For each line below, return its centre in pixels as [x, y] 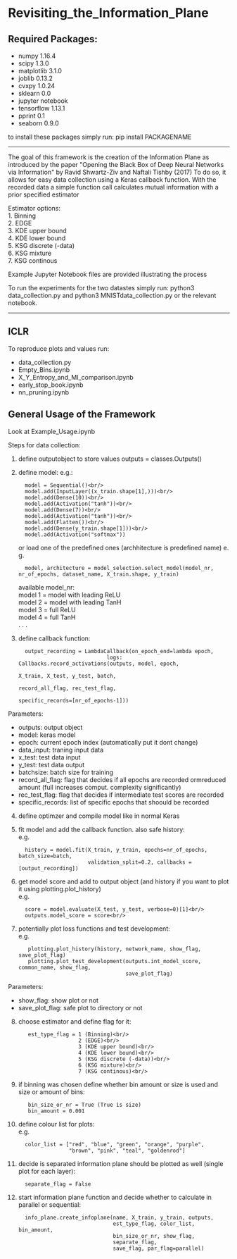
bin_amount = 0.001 [56, 1111]
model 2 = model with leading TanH [70, 602]
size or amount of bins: [51, 1092]
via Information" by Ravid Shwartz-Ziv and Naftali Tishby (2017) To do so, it [117, 172]
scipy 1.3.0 [33, 63]
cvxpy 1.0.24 [37, 86]
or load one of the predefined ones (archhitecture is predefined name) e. [123, 547]
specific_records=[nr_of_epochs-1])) [73, 700]
